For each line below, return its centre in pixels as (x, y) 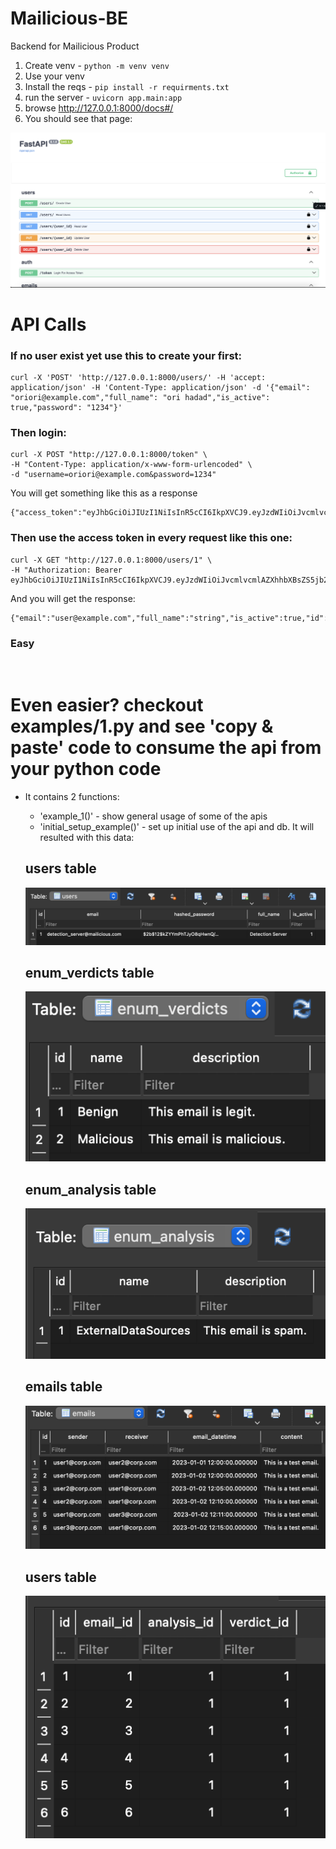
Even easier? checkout (107, 705)
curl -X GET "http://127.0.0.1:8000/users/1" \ (111, 560)
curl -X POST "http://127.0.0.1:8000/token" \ (109, 455)
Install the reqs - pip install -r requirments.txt (127, 86)
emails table (63, 1387)
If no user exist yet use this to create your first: (126, 355)
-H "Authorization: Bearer (66, 570)
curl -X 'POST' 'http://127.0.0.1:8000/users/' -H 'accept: (138, 377)
